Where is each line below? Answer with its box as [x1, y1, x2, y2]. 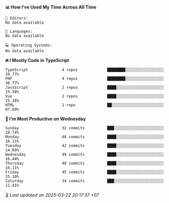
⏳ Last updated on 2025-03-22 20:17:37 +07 [5, 192, 100, 198]
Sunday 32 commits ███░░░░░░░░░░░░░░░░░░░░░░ [5, 125, 164, 130]
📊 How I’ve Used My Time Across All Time [5, 4, 97, 10]
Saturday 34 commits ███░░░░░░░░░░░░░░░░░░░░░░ [5, 178, 164, 183]
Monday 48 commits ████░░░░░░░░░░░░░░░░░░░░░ [5, 134, 164, 140]
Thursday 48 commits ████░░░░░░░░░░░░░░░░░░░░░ [5, 161, 164, 166]
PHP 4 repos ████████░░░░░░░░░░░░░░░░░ [5, 76, 164, 81]
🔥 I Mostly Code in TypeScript [5, 57, 69, 63]
